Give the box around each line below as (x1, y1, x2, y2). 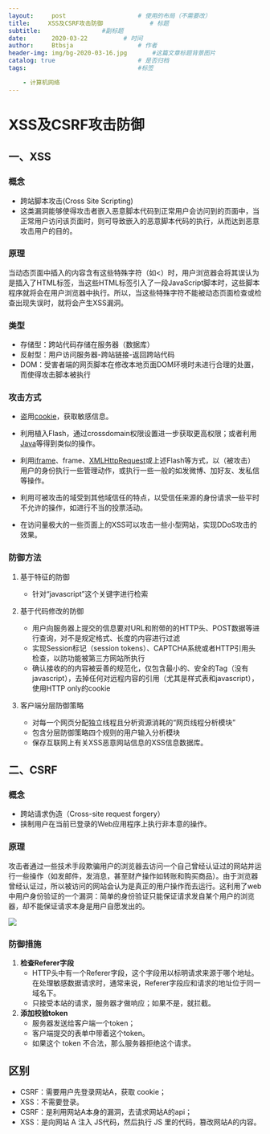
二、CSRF (8, 764, 58, 777)
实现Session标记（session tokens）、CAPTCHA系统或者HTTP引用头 (31, 643, 256, 653)
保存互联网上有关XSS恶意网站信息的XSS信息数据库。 (31, 737, 208, 747)
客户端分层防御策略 (19, 700, 84, 710)
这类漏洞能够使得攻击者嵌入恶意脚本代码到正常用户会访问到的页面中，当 (19, 206, 260, 215)
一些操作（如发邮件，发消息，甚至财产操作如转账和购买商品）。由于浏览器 (14, 871, 259, 880)
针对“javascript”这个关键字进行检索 (31, 589, 149, 598)
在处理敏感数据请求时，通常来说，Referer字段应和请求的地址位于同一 (31, 977, 261, 988)
